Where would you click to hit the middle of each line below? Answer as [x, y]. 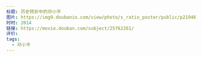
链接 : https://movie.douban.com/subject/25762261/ [70, 28]
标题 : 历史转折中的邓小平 [34, 12]
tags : [13, 39]
